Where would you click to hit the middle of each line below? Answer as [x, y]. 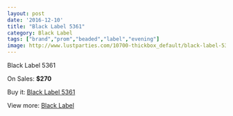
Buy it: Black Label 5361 [41, 92]
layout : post [26, 13]
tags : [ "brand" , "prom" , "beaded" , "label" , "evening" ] [83, 39]
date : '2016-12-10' [35, 20]
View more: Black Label [41, 105]
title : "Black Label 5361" [46, 26]
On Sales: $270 [29, 79]
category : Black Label [40, 33]
